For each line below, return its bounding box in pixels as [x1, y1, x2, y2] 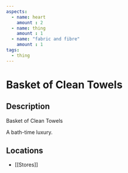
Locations [6, 146, 43, 156]
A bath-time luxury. [6, 128, 53, 136]
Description [6, 102, 50, 112]
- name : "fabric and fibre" [11, 36, 80, 42]
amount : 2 [16, 19, 43, 25]
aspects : [6, 8, 28, 15]
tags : [6, 47, 19, 53]
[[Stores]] [14, 161, 38, 168]
